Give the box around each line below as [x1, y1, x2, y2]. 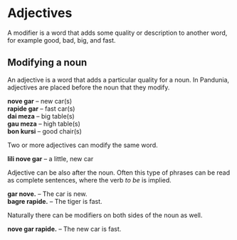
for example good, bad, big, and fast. [7, 36, 116, 44]
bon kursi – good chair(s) [7, 126, 82, 136]
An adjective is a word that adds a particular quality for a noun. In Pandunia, [7, 75, 230, 84]
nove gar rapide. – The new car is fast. [7, 224, 122, 233]
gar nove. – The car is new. [7, 190, 88, 198]
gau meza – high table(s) [7, 119, 80, 128]
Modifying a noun [7, 57, 88, 69]
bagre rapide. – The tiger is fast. [7, 197, 102, 205]
